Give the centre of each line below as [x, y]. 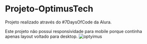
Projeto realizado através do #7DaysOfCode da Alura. [59, 22]
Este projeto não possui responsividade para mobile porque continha [74, 31]
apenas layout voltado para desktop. [41, 36]
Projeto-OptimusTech [49, 9]
